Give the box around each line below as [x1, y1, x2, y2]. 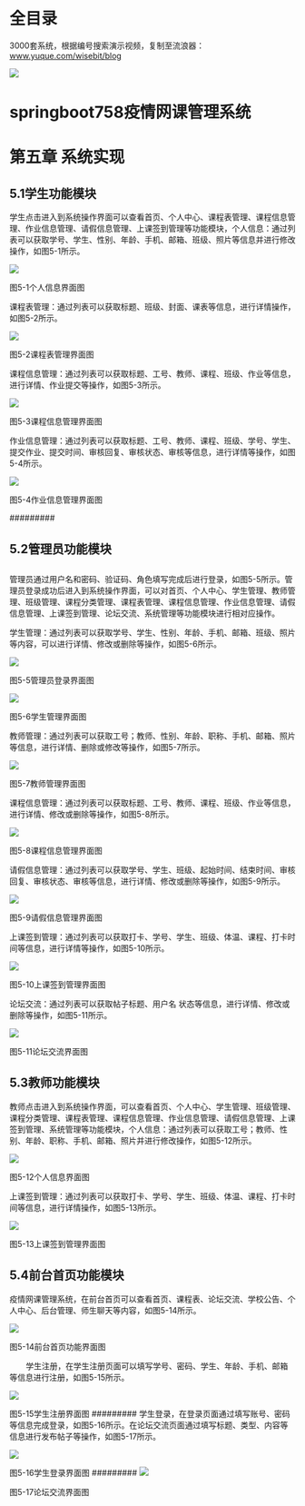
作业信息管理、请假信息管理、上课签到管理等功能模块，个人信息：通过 [25, 223, 288, 234]
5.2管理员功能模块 [9, 541, 112, 557]
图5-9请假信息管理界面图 [9, 912, 103, 923]
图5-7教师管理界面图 [9, 778, 86, 788]
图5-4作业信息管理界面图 [9, 494, 103, 505]
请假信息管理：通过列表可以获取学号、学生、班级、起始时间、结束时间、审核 [9, 864, 296, 875]
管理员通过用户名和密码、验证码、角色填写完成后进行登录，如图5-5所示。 [9, 573, 286, 584]
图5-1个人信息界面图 [9, 282, 85, 293]
